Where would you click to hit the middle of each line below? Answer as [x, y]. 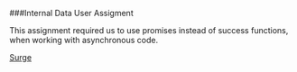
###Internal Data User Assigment [71, 13]
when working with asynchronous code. [84, 40]
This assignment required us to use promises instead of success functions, [149, 30]
